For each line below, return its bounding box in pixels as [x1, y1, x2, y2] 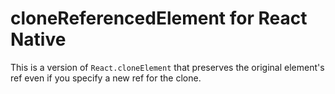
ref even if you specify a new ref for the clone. [10, 72, 202, 84]
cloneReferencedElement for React [10, 7, 308, 30]
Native [10, 28, 67, 51]
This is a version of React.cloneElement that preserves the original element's [10, 61, 325, 73]
